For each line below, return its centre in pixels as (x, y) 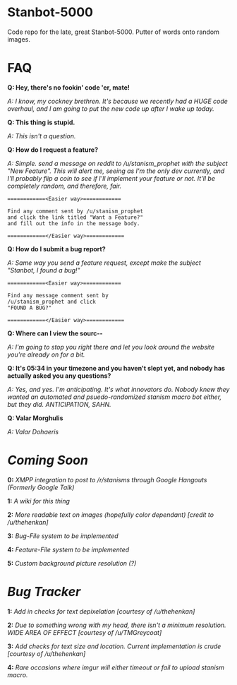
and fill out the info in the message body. (74, 223)
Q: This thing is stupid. (41, 122)
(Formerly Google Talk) (41, 487)
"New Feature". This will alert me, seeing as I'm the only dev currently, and (116, 171)
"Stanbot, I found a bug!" (44, 270)
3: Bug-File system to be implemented (63, 536)
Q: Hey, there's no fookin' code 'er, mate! (69, 87)
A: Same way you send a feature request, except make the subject (104, 263)
